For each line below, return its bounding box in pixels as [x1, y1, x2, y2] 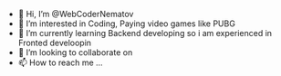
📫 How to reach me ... [17, 57, 103, 68]
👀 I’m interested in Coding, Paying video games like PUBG [17, 18, 235, 29]
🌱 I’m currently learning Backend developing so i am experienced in [17, 28, 272, 38]
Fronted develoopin [17, 37, 92, 48]
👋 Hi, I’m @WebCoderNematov [17, 9, 134, 19]
